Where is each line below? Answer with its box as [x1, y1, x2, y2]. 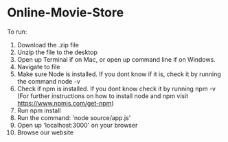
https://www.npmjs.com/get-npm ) [16, 99, 115, 107]
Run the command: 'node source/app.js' [16, 113, 131, 121]
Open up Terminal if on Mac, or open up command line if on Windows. [16, 55, 216, 63]
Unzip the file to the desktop [16, 48, 98, 56]
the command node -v [16, 77, 80, 85]
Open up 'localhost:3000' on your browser [16, 121, 138, 129]
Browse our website [16, 128, 74, 137]
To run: [7, 27, 27, 36]
